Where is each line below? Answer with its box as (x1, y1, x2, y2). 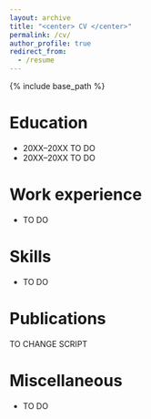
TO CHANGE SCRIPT (9, 338, 88, 349)
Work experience (9, 184, 143, 205)
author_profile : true (9, 38, 92, 48)
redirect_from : (9, 47, 67, 56)
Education (9, 113, 88, 133)
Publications (9, 309, 106, 329)
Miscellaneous (9, 370, 123, 391)
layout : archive (9, 13, 71, 23)
